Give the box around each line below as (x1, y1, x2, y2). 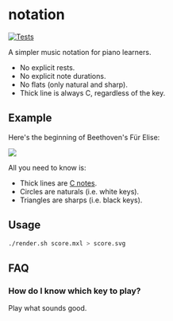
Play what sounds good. (8, 303, 87, 313)
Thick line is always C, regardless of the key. (19, 88, 166, 97)
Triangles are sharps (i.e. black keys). (19, 195, 143, 205)
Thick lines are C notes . (19, 178, 98, 188)
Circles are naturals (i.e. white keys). (19, 186, 140, 196)
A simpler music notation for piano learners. (8, 47, 152, 57)
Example (8, 112, 52, 125)
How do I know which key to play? (8, 285, 141, 296)
